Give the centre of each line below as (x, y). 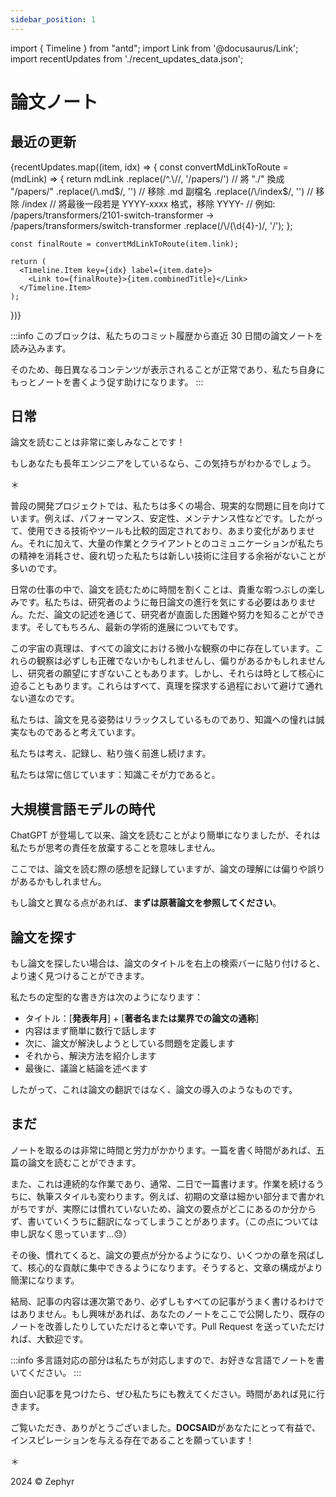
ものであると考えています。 (84, 732)
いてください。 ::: (46, 1372)
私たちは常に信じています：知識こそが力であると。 (115, 775)
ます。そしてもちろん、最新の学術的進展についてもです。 (127, 627)
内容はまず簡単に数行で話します (90, 1031)
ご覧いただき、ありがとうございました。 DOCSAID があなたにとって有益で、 (166, 1427)
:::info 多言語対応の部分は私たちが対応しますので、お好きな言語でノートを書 (167, 1360)
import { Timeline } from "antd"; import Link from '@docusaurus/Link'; (154, 48)
